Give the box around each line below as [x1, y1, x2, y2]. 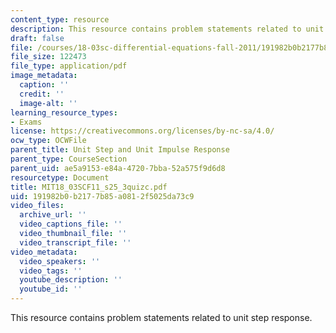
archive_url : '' [19, 210, 87, 220]
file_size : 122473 [10, 52, 87, 62]
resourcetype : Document [10, 172, 110, 183]
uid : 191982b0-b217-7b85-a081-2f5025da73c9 [10, 191, 195, 201]
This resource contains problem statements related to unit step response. [10, 312, 313, 323]
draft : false [10, 33, 65, 43]
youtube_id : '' [19, 284, 83, 295]
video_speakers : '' [19, 256, 101, 266]
